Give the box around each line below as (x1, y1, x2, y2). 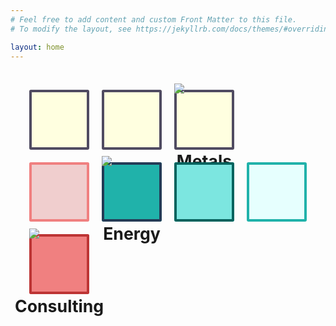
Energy (103, 222, 161, 244)
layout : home (10, 42, 65, 52)
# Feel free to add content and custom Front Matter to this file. (10, 14, 298, 25)
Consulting (14, 295, 105, 316)
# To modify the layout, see (10, 24, 132, 34)
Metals (176, 150, 233, 171)
